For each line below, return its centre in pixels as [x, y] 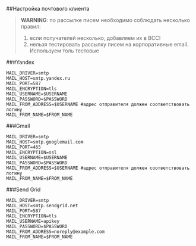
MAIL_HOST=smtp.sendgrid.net [42, 205]
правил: [31, 27]
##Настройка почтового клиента [48, 9]
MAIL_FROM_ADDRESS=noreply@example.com [56, 232]
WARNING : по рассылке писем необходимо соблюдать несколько [105, 20]
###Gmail [18, 126]
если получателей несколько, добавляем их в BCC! [95, 38]
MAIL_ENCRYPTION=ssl [32, 152]
